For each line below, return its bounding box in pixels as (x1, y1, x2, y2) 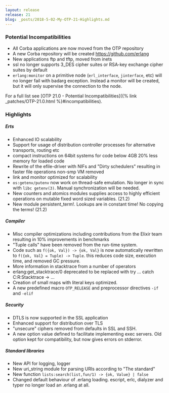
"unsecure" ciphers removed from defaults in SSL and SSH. (12, 325, 137, 332)
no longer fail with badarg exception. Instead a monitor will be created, (12, 77, 160, 84)
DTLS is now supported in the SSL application (12, 314, 108, 320)
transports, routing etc (12, 147, 60, 153)
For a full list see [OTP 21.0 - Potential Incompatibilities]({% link (5, 92, 137, 99)
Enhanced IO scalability (12, 136, 62, 142)
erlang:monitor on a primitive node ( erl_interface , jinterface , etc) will (12, 72, 162, 78)
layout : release (5, 7, 39, 13)
